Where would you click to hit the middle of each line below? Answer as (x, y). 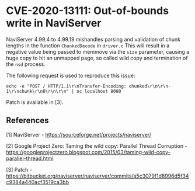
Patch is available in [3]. (35, 102)
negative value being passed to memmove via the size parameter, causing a (98, 51)
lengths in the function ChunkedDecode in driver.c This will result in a (88, 46)
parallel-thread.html (30, 158)
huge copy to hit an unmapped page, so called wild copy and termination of (97, 58)
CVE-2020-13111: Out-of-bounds (88, 11)
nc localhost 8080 (99, 91)
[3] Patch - (19, 169)
